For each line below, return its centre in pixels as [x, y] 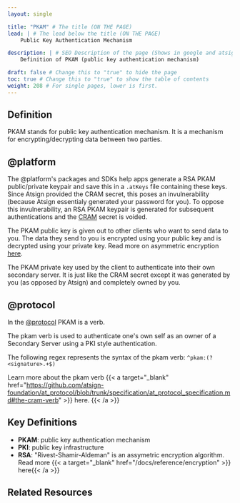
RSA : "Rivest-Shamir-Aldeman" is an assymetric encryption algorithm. [121, 454]
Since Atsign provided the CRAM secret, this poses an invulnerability [108, 194]
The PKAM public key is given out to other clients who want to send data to [118, 231]
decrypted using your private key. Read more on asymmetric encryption [113, 246]
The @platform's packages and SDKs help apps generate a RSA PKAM [111, 179]
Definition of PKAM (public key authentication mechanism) [110, 60]
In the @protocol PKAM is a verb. [56, 322]
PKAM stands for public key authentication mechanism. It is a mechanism [115, 132]
